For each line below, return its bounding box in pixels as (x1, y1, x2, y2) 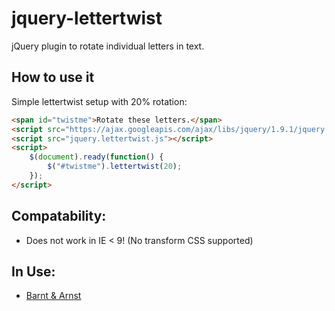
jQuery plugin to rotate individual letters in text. (11, 40, 205, 52)
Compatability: (11, 208, 107, 225)
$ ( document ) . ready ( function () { (29, 152, 164, 162)
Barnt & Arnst (25, 290, 82, 302)
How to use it (11, 69, 95, 86)
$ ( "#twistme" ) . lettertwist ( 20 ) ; (47, 162, 183, 172)
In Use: (11, 263, 56, 280)
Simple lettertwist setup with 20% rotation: (11, 95, 188, 107)
